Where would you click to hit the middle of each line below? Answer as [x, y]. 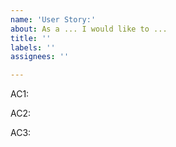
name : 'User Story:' [53, 19]
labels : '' [33, 47]
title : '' [31, 38]
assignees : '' [40, 57]
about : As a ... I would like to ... [89, 29]
